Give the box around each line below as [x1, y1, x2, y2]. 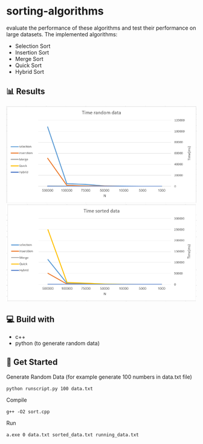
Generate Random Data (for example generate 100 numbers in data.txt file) [6, 373, 192, 380]
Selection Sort [14, 42, 51, 50]
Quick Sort [14, 62, 42, 69]
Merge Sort [14, 55, 43, 62]
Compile [6, 396, 27, 403]
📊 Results [6, 87, 45, 97]
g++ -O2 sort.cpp [6, 408, 50, 415]
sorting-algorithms [6, 4, 104, 18]
